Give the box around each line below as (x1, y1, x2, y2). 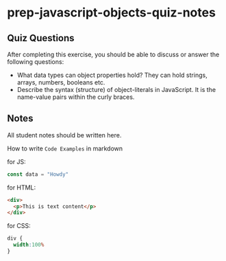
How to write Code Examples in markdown (7, 144, 123, 152)
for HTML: (7, 183, 36, 192)
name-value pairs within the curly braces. (16, 93, 135, 101)
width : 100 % (13, 242, 45, 249)
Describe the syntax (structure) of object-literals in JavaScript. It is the (16, 86, 216, 93)
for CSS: (7, 222, 31, 230)
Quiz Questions (7, 32, 75, 44)
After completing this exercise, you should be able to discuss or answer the (7, 50, 220, 58)
